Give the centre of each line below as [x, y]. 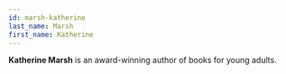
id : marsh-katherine [47, 18]
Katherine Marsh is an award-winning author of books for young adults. [143, 60]
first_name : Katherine [51, 34]
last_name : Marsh [41, 26]
